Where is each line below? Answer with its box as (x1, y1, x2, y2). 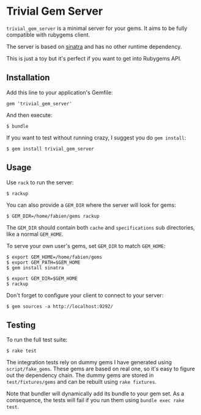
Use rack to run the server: (6, 179, 75, 186)
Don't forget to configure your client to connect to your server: (6, 291, 164, 299)
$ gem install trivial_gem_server (6, 146, 95, 152)
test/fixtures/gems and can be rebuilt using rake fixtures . (6, 378, 157, 386)
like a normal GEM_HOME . (6, 230, 64, 237)
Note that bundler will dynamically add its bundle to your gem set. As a (6, 390, 185, 397)
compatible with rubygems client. (6, 31, 90, 38)
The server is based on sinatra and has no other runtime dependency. (6, 43, 182, 50)
